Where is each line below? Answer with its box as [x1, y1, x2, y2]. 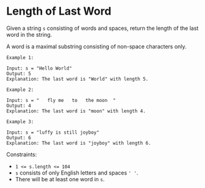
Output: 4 [6, 103, 32, 109]
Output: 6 [6, 134, 32, 141]
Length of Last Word [6, 4, 112, 18]
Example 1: [6, 54, 34, 60]
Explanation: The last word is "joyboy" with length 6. [6, 140, 151, 146]
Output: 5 [6, 70, 32, 77]
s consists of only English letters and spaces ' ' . [15, 169, 138, 176]
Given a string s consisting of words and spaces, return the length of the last [6, 24, 199, 32]
